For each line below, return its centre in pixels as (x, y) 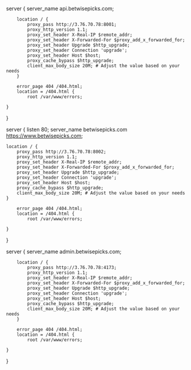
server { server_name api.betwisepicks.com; (60, 9)
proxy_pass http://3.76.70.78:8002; (62, 152)
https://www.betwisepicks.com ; (45, 136)
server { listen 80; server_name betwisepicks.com (67, 130)
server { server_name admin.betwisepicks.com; (64, 251)
